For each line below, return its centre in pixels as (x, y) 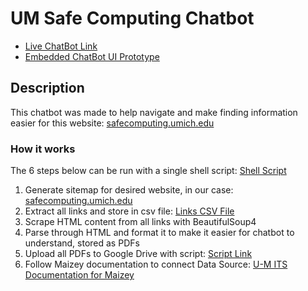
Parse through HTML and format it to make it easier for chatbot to (159, 233)
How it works (43, 149)
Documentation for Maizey (79, 275)
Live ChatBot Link (61, 46)
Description (47, 88)
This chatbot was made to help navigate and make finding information (154, 112)
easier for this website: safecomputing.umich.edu (112, 123)
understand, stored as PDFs (82, 243)
